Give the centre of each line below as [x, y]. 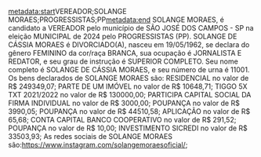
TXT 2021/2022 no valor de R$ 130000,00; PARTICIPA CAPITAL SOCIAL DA [130, 95]
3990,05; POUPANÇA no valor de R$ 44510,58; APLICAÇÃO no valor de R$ [129, 111]
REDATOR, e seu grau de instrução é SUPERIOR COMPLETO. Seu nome [123, 61]
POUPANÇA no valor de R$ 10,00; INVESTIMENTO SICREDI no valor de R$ [128, 128]
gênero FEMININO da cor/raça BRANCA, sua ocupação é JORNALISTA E [125, 53]
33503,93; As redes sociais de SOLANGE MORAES [90, 136]
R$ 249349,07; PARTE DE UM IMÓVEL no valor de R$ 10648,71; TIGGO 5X [128, 86]
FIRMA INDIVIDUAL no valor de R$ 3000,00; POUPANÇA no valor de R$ [124, 103]
